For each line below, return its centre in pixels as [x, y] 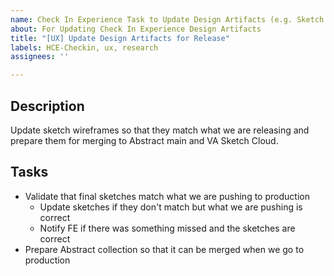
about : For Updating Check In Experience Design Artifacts [136, 29]
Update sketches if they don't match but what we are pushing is [171, 207]
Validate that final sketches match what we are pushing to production [167, 196]
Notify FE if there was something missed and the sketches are [167, 228]
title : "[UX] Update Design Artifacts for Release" [120, 38]
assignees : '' [40, 57]
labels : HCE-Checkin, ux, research [84, 47]
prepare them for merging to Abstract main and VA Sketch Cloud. [144, 140]
